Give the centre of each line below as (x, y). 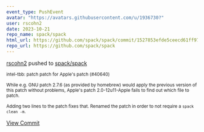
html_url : (19, 40)
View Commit (23, 123)
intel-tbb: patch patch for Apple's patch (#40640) (58, 74)
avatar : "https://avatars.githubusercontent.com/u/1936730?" (85, 18)
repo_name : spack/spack (36, 35)
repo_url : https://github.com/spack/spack (61, 46)
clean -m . (16, 111)
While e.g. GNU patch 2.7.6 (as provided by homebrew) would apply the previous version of (102, 85)
